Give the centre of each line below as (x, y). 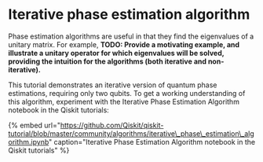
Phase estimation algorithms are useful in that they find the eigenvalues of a (131, 36)
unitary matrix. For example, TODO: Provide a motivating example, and (124, 44)
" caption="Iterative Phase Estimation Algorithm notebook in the (152, 142)
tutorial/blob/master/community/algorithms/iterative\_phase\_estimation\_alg (131, 133)
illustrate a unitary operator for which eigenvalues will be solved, (116, 53)
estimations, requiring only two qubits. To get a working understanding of (127, 93)
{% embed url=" (35, 125)
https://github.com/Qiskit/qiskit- (112, 125)
